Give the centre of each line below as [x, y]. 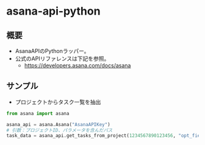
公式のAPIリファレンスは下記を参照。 [62, 58]
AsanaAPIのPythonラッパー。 [52, 51]
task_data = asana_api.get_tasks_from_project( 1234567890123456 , [91, 136]
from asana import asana [38, 113]
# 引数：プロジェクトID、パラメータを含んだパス [59, 130]
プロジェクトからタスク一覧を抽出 [58, 102]
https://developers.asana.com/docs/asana [77, 65]
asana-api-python [53, 11]
